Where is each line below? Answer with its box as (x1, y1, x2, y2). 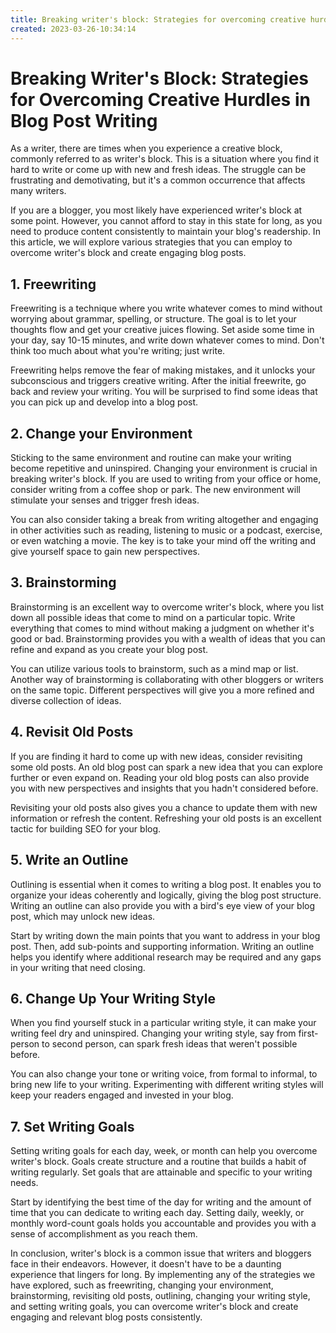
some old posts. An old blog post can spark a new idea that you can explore (10, 761, 323, 773)
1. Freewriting (10, 276, 97, 293)
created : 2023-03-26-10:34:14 (10, 24, 137, 34)
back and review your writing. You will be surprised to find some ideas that (10, 386, 318, 398)
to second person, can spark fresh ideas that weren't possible (41, 1038, 298, 1050)
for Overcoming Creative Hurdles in (10, 88, 311, 111)
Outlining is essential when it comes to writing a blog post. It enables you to (10, 878, 322, 890)
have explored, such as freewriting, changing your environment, (10, 1279, 274, 1291)
